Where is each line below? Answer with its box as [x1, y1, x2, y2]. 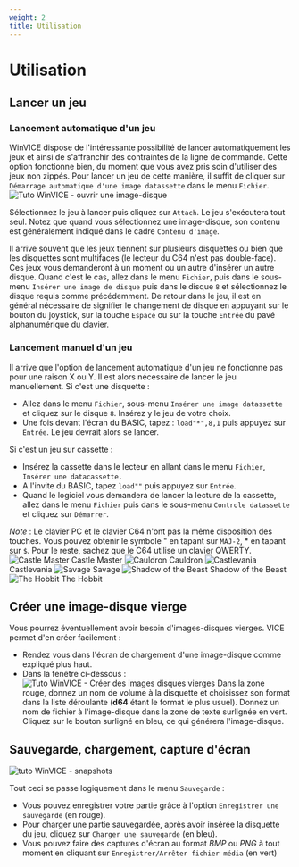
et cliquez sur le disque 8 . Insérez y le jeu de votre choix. [21, 407, 231, 418]
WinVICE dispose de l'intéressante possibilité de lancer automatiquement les [9, 142, 291, 153]
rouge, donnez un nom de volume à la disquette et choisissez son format [21, 688, 291, 698]
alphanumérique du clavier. [9, 319, 110, 330]
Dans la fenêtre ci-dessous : [21, 669, 127, 679]
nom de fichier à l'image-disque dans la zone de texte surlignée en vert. [21, 706, 287, 717]
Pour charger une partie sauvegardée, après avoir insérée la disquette [21, 819, 280, 830]
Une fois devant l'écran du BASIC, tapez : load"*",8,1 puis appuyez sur [21, 417, 287, 428]
